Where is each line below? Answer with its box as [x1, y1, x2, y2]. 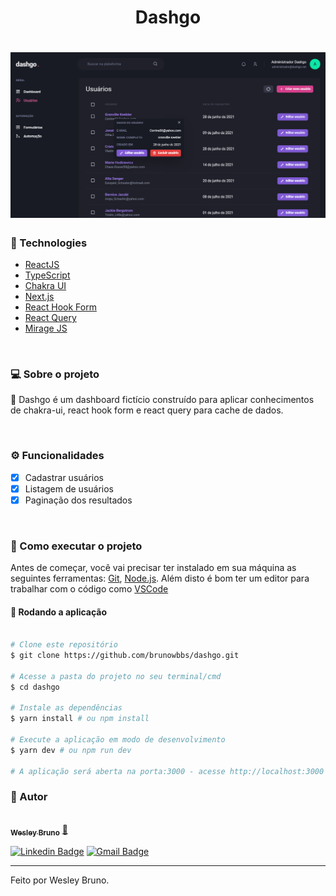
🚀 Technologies [10, 236, 88, 250]
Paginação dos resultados [24, 494, 133, 506]
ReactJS [24, 258, 60, 270]
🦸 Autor [10, 790, 48, 804]
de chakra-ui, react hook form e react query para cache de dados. [10, 404, 284, 416]
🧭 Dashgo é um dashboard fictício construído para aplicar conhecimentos [10, 394, 315, 406]
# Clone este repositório [10, 640, 118, 650]
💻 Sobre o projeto [10, 367, 100, 381]
